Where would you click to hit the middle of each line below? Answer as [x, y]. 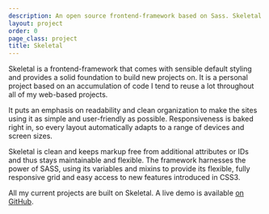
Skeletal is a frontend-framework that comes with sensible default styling [130, 69]
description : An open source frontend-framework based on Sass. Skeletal [135, 16]
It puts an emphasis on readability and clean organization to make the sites [133, 111]
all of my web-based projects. [58, 94]
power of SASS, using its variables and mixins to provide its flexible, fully [129, 169]
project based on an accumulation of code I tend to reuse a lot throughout [131, 86]
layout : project [36, 23]
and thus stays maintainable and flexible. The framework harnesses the [127, 160]
